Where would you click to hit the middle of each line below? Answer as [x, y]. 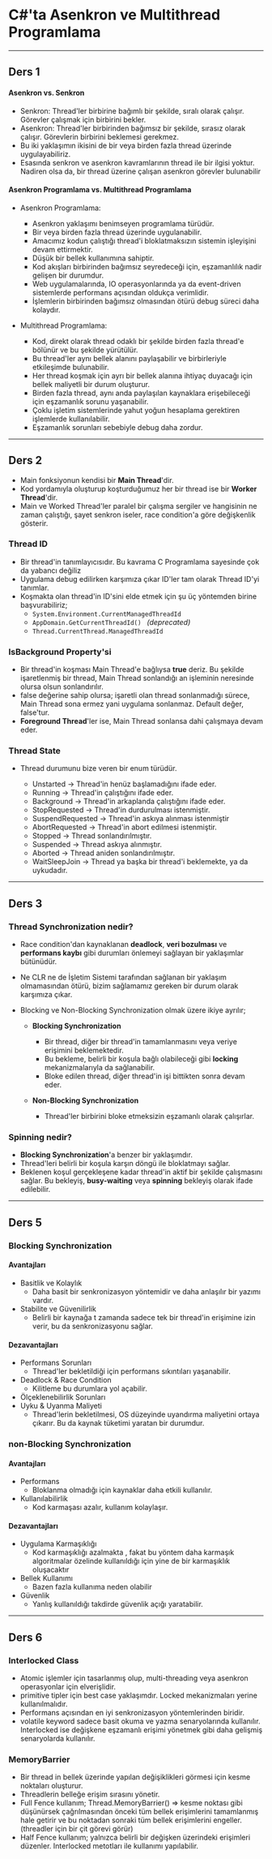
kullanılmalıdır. [44, 1704]
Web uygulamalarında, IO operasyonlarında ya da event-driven [136, 284]
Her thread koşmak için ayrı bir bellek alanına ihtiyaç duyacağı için [142, 376]
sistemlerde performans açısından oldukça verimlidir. [120, 292]
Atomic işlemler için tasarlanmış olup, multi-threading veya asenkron [134, 1678]
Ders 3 [25, 904]
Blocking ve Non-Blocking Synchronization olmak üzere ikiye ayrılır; [133, 1010]
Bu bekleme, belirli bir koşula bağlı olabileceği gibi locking [141, 1059]
